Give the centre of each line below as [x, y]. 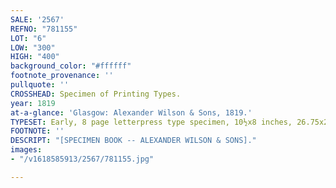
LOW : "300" [33, 47]
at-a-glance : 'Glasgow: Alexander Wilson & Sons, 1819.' [131, 112]
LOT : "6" [28, 38]
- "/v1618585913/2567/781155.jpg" [82, 159]
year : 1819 [33, 103]
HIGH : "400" [35, 57]
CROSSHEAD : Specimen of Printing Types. [96, 94]
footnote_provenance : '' [62, 76]
